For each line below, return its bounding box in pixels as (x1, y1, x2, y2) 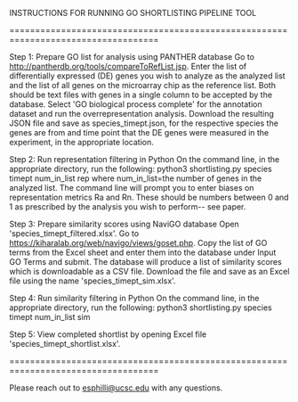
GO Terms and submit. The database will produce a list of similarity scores (9, 257, 282, 267)
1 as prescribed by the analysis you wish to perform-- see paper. (9, 201, 246, 212)
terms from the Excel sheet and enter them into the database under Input (9, 247, 277, 258)
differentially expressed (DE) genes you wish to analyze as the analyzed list (9, 70, 286, 81)
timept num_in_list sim (9, 312, 91, 322)
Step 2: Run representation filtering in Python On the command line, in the (9, 154, 280, 164)
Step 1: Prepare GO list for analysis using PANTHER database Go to (9, 52, 255, 62)
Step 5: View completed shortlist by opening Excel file (9, 329, 207, 340)
